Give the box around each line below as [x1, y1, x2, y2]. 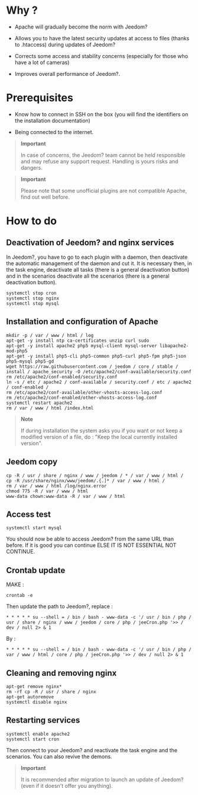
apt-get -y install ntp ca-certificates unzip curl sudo [6, 338, 150, 344]
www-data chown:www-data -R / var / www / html [6, 493, 126, 499]
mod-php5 [6, 348, 28, 354]
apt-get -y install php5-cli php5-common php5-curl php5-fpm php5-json [6, 353, 186, 359]
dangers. [20, 164, 43, 171]
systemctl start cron [6, 736, 60, 742]
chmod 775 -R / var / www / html [6, 488, 89, 494]
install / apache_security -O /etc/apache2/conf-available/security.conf [6, 368, 192, 374]
